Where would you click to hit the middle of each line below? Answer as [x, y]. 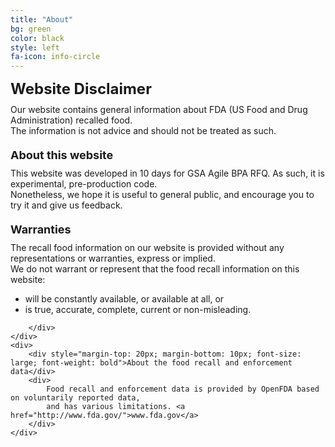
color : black [37, 38]
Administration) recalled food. [71, 120]
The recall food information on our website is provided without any [147, 248]
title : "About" [42, 19]
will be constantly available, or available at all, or [124, 299]
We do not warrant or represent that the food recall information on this [155, 269]
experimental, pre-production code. [84, 184]
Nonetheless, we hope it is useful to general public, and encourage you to [162, 195]
